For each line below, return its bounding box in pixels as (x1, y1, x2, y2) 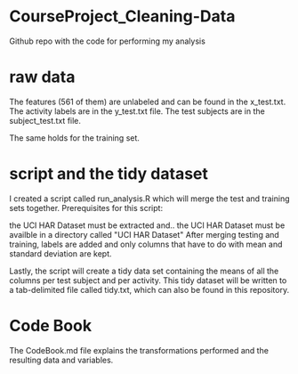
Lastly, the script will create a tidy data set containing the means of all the (9, 265, 279, 276)
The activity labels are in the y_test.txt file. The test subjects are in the (9, 105, 265, 117)
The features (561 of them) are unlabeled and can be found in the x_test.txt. (9, 96, 286, 107)
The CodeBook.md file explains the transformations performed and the (9, 345, 270, 355)
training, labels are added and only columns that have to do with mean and (9, 239, 283, 249)
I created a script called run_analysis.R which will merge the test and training (9, 193, 290, 204)
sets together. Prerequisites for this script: (9, 202, 163, 213)
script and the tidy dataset (9, 164, 209, 184)
